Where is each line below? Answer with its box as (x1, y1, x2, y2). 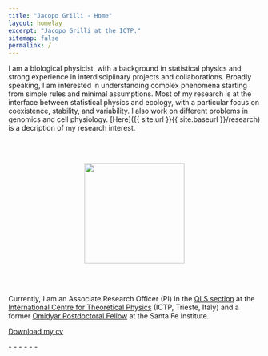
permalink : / (8, 42, 52, 50)
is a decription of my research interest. (8, 123, 136, 133)
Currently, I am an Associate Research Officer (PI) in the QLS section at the (8, 294, 255, 304)
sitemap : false (8, 34, 59, 42)
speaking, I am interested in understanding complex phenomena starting (8, 81, 248, 91)
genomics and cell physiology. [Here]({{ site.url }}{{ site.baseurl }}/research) (8, 115, 261, 124)
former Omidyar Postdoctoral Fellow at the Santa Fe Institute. (8, 311, 210, 321)
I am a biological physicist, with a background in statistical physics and (8, 63, 242, 73)
